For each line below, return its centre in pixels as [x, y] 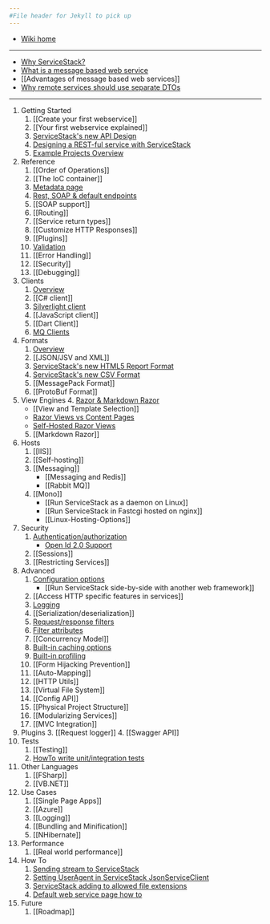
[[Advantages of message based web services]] [100, 79]
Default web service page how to [87, 894]
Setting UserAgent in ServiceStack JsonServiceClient [121, 877]
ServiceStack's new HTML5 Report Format [103, 366]
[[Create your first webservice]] [85, 119]
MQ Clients [51, 332]
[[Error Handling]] [62, 255]
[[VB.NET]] [50, 784]
